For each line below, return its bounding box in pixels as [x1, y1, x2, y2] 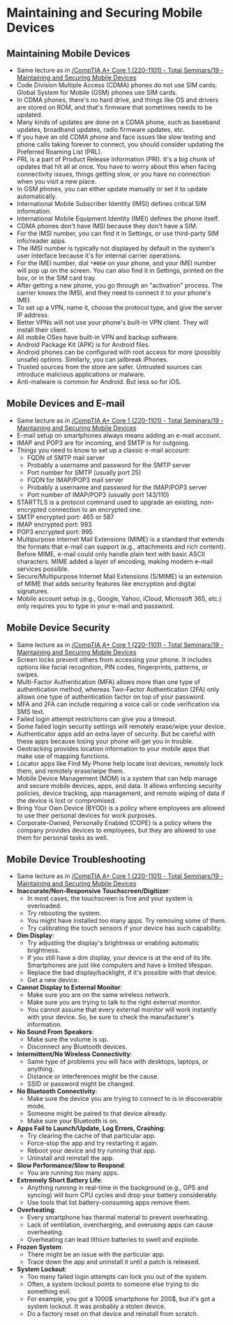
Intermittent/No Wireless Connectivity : [16, 1050, 133, 1058]
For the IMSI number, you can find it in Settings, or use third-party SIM [16, 229, 219, 237]
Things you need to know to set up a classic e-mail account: [16, 445, 190, 454]
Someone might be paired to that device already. [27, 1109, 167, 1118]
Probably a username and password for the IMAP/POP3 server [27, 483, 207, 491]
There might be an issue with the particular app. [27, 1250, 165, 1259]
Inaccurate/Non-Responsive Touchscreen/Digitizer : [16, 887, 171, 895]
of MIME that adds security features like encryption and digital [16, 579, 196, 588]
